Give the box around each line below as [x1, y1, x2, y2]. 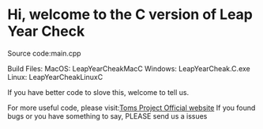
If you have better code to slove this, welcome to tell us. [7, 87, 190, 97]
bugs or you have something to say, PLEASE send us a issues [7, 111, 208, 120]
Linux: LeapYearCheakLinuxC [7, 72, 103, 82]
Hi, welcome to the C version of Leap [7, 6, 254, 24]
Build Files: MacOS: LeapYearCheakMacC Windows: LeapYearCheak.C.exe [7, 63, 250, 73]
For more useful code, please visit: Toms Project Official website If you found [7, 103, 256, 112]
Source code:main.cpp [7, 48, 81, 58]
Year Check [7, 22, 85, 40]
